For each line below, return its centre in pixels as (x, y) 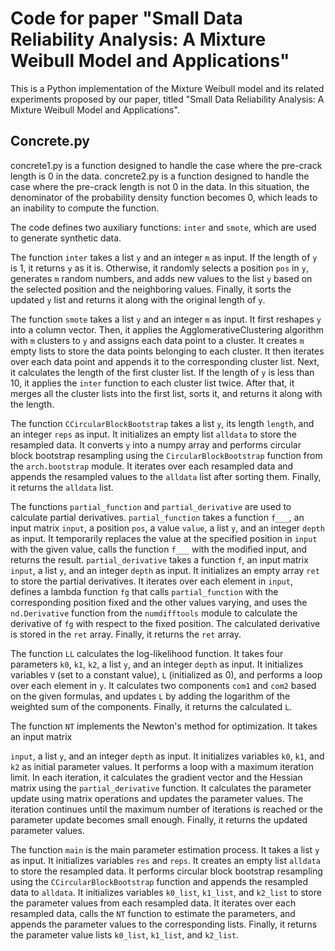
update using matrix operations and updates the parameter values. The (157, 798)
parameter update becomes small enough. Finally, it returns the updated (159, 819)
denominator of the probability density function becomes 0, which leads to (164, 197)
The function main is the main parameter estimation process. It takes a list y (165, 849)
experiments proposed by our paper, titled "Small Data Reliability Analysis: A (167, 99)
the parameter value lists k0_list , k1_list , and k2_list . (125, 934)
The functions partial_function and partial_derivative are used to (151, 506)
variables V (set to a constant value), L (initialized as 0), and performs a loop (166, 674)
